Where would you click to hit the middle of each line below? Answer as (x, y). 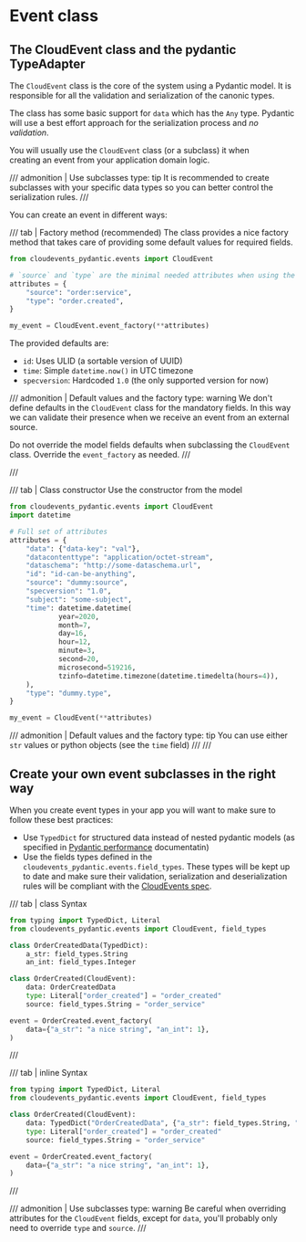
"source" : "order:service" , (79, 292)
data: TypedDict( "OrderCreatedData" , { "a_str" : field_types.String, (158, 1123)
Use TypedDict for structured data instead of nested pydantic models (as (159, 837)
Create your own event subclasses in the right (143, 774)
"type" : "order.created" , (75, 301)
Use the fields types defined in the (87, 857)
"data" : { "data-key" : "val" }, (83, 549)
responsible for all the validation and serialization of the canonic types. (142, 95)
